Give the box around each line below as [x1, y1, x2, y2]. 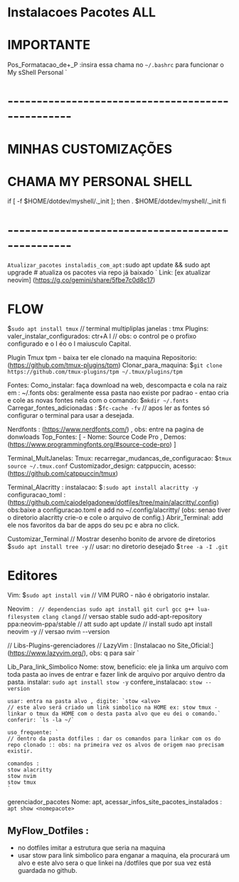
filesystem [7, 614, 40, 621]
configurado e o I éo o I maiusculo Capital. [7, 339, 132, 348]
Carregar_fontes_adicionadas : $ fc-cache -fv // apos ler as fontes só [7, 404, 210, 412]
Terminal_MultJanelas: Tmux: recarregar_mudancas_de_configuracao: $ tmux [7, 454, 232, 463]
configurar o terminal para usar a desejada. [7, 411, 134, 420]
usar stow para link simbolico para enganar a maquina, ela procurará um [17, 851, 230, 860]
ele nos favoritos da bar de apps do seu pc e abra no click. [7, 521, 180, 530]
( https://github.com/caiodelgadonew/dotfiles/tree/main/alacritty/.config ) [7, 498, 219, 507]
